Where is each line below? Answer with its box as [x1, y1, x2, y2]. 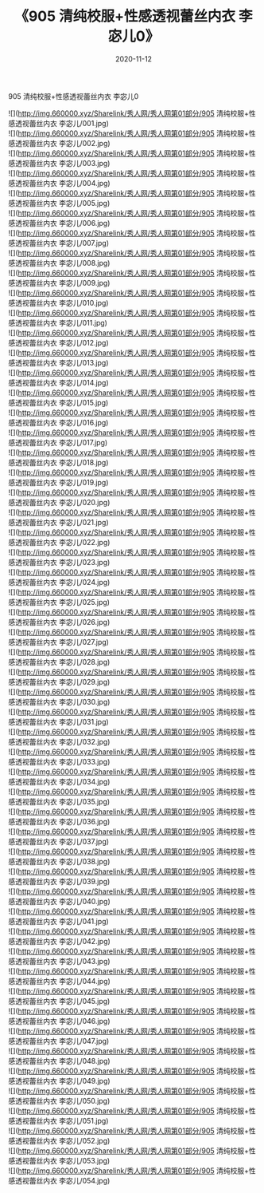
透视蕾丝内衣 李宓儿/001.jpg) [14, 118, 110, 128]
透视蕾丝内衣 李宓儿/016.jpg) [14, 417, 109, 427]
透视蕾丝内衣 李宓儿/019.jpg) [14, 477, 109, 487]
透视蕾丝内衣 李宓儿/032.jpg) [14, 737, 111, 746]
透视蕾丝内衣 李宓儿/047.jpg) [14, 1036, 110, 1045]
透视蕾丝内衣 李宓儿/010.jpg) [14, 298, 109, 307]
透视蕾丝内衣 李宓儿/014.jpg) [14, 377, 109, 387]
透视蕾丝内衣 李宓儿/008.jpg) [14, 258, 111, 267]
